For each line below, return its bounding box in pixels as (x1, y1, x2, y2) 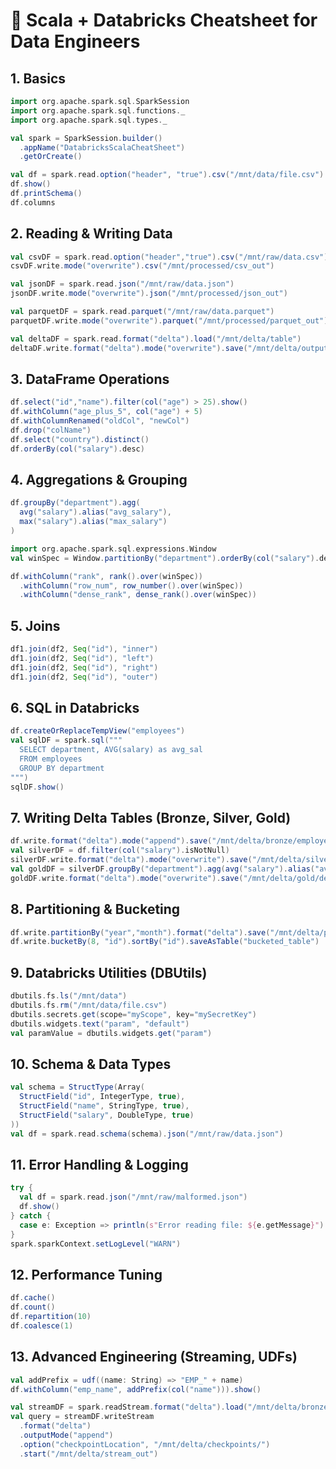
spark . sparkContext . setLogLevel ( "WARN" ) (10, 1239, 182, 1249)
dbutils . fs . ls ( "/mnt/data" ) (10, 991, 128, 1001)
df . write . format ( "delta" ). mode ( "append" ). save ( (10, 836, 213, 846)
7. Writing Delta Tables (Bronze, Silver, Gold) (10, 809, 292, 826)
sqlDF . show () (10, 782, 65, 792)
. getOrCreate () (19, 152, 83, 162)
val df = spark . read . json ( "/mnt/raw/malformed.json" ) (19, 1192, 248, 1203)
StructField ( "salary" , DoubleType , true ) (19, 1110, 195, 1120)
